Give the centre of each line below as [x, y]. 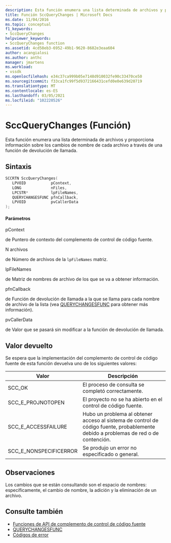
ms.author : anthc [24, 57]
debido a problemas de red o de [121, 433]
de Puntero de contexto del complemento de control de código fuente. [79, 240]
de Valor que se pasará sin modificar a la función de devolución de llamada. [85, 329]
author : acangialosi [27, 53]
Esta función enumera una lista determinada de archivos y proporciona [80, 140]
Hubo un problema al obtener [117, 414]
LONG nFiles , [39, 188]
